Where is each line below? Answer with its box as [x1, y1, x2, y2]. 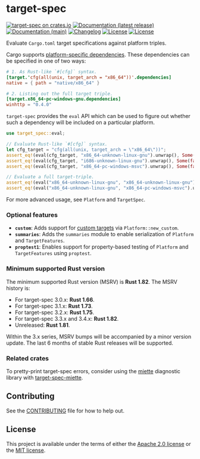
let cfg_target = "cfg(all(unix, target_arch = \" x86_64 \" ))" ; [6, 147, 167, 153]
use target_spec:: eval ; [6, 131, 65, 137]
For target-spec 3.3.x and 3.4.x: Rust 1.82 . [14, 315, 119, 322]
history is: [6, 284, 31, 291]
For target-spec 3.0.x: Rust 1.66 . [14, 296, 95, 303]
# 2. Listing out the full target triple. [6, 91, 113, 97]
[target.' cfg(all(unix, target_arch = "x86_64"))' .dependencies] [6, 74, 171, 80]
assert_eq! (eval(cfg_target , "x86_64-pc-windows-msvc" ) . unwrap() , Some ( [6, 163, 190, 169]
